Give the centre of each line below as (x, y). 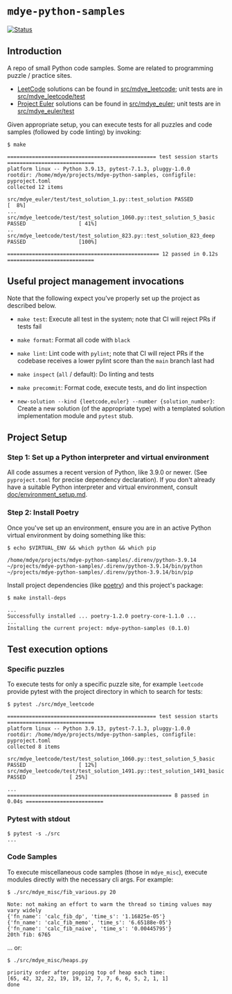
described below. (32, 305)
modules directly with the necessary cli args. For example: (90, 879)
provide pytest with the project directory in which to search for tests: (105, 692)
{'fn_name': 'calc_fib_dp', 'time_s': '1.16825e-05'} (87, 916)
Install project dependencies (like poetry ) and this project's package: (105, 585)
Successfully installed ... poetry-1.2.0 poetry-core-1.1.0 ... (102, 616)
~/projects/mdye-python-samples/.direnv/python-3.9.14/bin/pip (100, 572)
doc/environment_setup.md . (47, 495)
